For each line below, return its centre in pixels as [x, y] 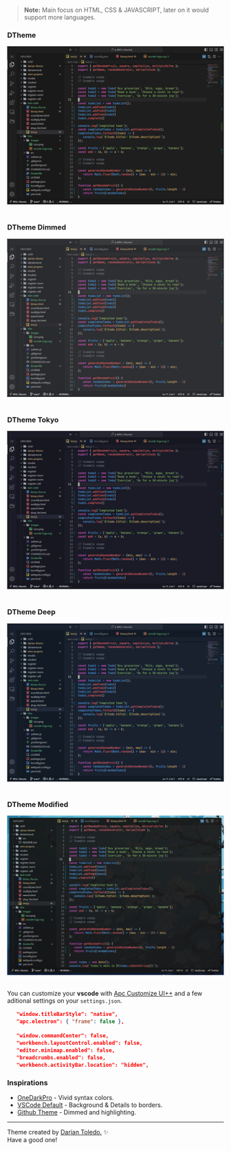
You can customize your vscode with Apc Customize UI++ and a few [105, 993]
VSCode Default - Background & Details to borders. [90, 1105]
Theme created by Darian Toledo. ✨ [58, 1132]
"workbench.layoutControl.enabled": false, [79, 1043]
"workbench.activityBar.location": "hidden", [82, 1065]
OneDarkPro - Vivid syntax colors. [66, 1098]
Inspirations [27, 1083]
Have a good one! [32, 1140]
